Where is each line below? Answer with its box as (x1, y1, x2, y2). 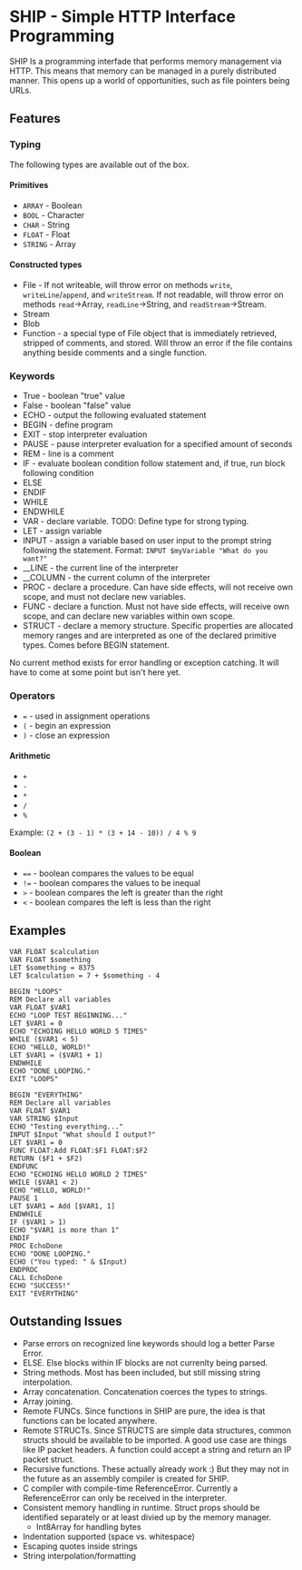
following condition (22, 468, 94, 479)
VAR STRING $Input (9, 1114, 79, 1123)
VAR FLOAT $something (9, 955, 92, 964)
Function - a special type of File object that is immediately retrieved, (22, 328, 278, 339)
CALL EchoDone (9, 1273, 63, 1282)
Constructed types (9, 259, 83, 270)
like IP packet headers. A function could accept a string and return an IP (22, 1444, 292, 1455)
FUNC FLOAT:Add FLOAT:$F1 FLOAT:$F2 (9, 1146, 148, 1155)
